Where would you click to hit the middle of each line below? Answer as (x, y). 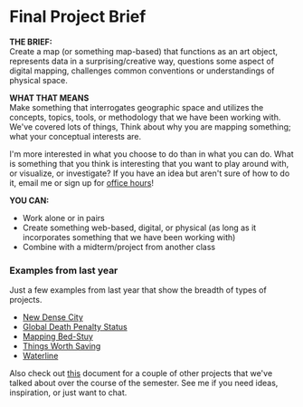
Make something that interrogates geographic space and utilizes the (137, 107)
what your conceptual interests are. (76, 136)
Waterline (40, 356)
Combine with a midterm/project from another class (118, 247)
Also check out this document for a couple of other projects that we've (141, 373)
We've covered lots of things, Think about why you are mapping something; (150, 126)
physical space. (38, 80)
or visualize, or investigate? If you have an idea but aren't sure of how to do (150, 173)
